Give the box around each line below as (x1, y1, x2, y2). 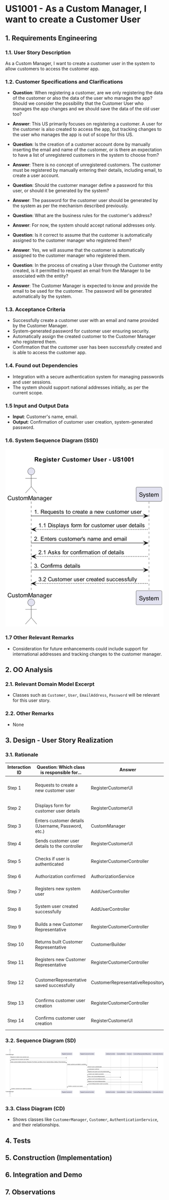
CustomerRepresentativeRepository (91, 979, 165, 985)
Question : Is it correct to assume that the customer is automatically (12, 232, 152, 238)
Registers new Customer (35, 957, 87, 963)
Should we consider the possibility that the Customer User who (12, 100, 144, 106)
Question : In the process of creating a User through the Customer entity (12, 262, 162, 269)
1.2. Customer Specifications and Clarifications (5, 78, 123, 85)
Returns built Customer (35, 939, 83, 945)
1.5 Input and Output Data (5, 402, 69, 409)
